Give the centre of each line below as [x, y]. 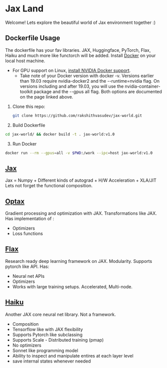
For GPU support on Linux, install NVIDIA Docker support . [72, 70]
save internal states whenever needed [52, 361]
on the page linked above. [46, 97]
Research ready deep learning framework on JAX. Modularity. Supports [79, 261]
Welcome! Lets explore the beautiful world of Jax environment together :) [81, 22]
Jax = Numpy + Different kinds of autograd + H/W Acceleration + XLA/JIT [81, 180]
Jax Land [24, 9]
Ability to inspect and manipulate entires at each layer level [73, 356]
